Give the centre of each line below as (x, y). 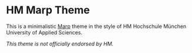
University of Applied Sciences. (44, 32)
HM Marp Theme (48, 10)
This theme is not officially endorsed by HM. (60, 44)
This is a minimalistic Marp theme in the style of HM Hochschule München (96, 26)
